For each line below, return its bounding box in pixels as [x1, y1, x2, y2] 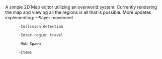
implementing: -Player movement [5, 15, 74, 20]
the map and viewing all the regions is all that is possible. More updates [5, 9, 152, 15]
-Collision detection [18, 24, 64, 29]
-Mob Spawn [18, 41, 41, 46]
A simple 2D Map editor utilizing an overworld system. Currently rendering [5, 4, 158, 10]
